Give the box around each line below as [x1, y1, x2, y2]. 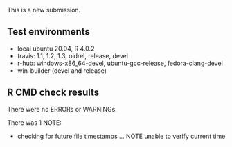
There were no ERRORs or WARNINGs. [7, 105, 118, 113]
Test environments [7, 26, 90, 37]
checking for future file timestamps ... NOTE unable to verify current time [17, 132, 226, 140]
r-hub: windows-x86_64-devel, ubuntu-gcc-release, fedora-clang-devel [17, 59, 223, 67]
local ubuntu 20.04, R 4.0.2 [17, 44, 95, 53]
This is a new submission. [7, 6, 81, 14]
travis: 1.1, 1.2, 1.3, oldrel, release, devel [17, 51, 128, 60]
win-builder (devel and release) [17, 66, 107, 75]
